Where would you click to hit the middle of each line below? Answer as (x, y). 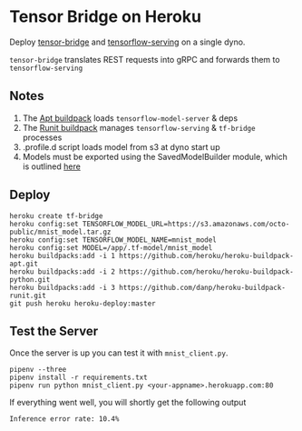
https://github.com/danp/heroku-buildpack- (202, 287)
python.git (30, 279)
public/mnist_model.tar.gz (60, 232)
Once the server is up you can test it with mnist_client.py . (119, 353)
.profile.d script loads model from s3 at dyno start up (121, 146)
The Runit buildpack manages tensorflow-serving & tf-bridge (139, 127)
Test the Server (54, 331)
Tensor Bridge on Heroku (106, 17)
